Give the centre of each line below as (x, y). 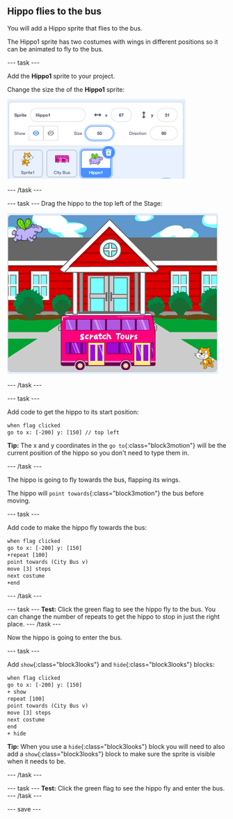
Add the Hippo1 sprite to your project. (61, 76)
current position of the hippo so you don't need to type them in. (98, 453)
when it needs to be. (37, 761)
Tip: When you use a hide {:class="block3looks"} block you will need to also (116, 746)
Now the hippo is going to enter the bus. (65, 637)
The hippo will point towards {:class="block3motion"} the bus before (105, 493)
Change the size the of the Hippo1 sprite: (66, 89)
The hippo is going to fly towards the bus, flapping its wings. (94, 480)
